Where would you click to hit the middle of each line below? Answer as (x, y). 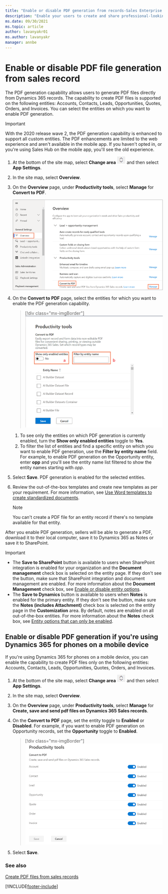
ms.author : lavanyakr (28, 37)
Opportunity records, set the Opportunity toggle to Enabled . (75, 731)
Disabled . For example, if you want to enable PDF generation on (78, 726)
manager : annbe (21, 43)
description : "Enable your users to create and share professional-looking (86, 16)
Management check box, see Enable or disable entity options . (76, 589)
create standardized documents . (46, 497)
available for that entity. (36, 522)
